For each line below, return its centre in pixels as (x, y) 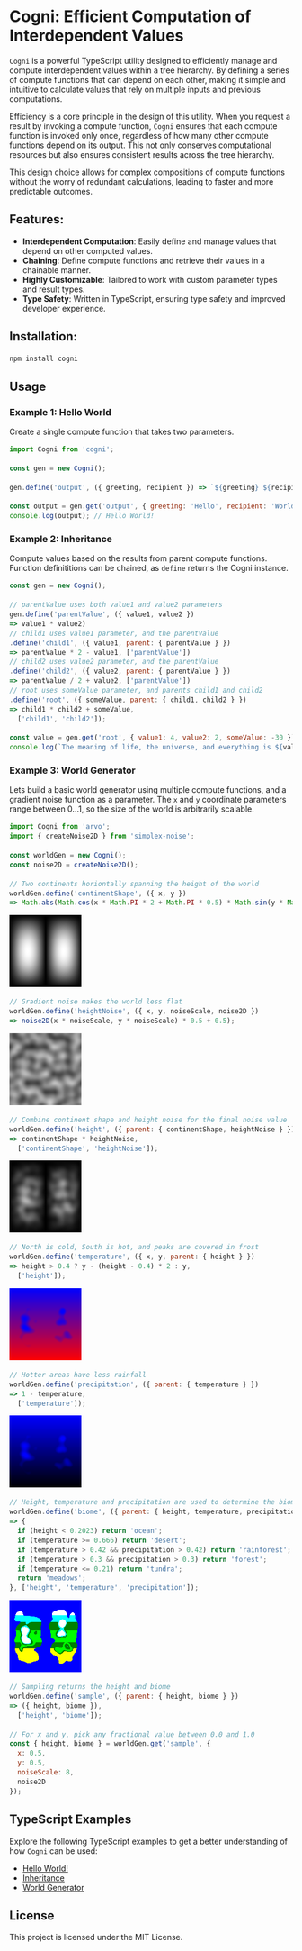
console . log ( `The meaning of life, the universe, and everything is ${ (146, 748)
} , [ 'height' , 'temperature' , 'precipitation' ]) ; (104, 1588)
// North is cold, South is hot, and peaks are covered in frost (134, 1248)
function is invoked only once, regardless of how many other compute (139, 135)
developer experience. (64, 308)
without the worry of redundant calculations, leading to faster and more (142, 181)
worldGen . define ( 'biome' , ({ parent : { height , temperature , (126, 1512)
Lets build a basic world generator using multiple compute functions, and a (148, 790)
